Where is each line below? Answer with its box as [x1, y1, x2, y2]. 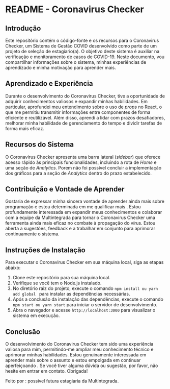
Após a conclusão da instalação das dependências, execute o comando [12, 296, 164, 302]
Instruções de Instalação [5, 246, 86, 254]
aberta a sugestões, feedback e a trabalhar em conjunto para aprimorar [5, 226, 155, 232]
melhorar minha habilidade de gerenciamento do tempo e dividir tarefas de [5, 120, 162, 126]
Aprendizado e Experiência [5, 79, 93, 88]
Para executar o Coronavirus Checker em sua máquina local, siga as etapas [5, 259, 164, 265]
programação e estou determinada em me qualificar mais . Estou [5, 204, 141, 210]
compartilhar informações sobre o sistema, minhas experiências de [5, 59, 147, 65]
